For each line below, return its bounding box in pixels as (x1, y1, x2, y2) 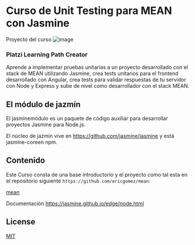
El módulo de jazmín (6, 99, 81, 109)
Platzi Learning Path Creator (6, 50, 88, 58)
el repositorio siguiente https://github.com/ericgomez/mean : (6, 177, 151, 184)
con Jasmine (6, 16, 70, 30)
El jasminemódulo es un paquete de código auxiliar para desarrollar (6, 115, 168, 122)
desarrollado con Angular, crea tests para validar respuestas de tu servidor (6, 76, 186, 83)
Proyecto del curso (6, 36, 52, 43)
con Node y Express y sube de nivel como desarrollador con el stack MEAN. (6, 82, 190, 89)
